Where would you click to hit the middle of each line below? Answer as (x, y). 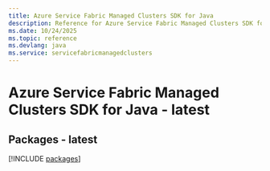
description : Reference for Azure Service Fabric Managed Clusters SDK (131, 23)
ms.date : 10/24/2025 (43, 31)
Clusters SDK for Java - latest (109, 110)
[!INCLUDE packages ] (45, 159)
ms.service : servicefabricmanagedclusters (80, 53)
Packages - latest (53, 139)
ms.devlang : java (37, 46)
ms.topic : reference (43, 38)
